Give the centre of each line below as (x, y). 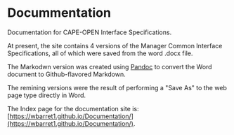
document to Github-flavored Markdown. (66, 74)
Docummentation (59, 13)
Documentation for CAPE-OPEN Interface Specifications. (90, 32)
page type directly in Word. (47, 95)
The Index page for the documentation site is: (73, 108)
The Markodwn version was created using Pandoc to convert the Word (110, 66)
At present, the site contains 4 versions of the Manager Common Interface (115, 45)
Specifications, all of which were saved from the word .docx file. (100, 53)
